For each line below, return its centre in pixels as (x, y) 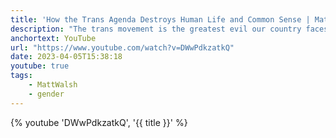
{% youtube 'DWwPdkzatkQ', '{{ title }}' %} (99, 122)
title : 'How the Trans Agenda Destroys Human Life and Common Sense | (160, 19)
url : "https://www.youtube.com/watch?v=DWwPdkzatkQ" (122, 47)
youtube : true (40, 66)
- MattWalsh (53, 85)
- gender (46, 94)
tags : (21, 76)
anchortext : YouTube (53, 38)
